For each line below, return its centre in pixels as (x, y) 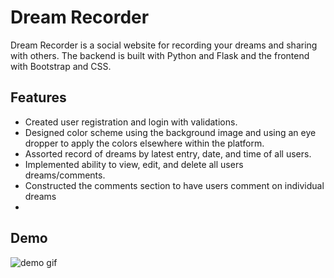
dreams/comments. (65, 175)
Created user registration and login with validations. (131, 122)
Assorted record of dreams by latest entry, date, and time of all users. (168, 153)
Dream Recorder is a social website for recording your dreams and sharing (164, 45)
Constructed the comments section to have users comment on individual (174, 185)
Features (38, 97)
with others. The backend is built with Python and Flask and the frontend (160, 55)
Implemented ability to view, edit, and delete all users (134, 164)
